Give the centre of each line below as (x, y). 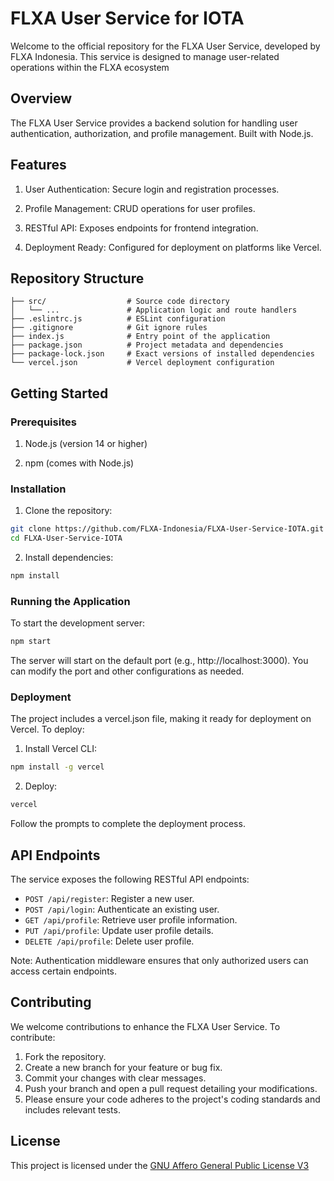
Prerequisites (43, 422)
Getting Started (59, 393)
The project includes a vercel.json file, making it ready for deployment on (161, 719)
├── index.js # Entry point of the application (140, 337)
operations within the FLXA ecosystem (90, 67)
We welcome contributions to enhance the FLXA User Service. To (145, 1026)
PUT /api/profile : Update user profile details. (119, 931)
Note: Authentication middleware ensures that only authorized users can (159, 961)
